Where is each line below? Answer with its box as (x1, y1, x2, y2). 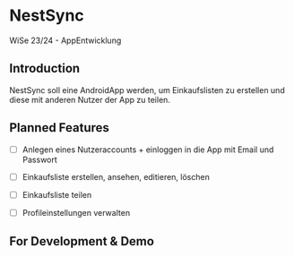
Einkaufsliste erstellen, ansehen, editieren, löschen (22, 171, 211, 182)
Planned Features (9, 120, 110, 135)
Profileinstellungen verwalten (22, 207, 131, 218)
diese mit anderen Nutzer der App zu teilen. (9, 94, 170, 105)
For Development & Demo (9, 234, 155, 249)
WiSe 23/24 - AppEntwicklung (9, 35, 122, 46)
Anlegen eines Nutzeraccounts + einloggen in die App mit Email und (22, 144, 274, 155)
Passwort (22, 154, 58, 165)
